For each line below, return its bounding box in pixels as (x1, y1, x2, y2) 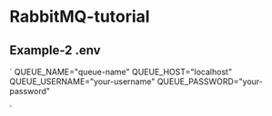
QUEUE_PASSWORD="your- (156, 76, 264, 87)
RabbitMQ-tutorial (9, 6, 150, 27)
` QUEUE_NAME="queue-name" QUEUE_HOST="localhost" (9, 66, 233, 77)
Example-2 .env (9, 43, 102, 58)
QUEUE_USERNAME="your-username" (9, 76, 156, 87)
